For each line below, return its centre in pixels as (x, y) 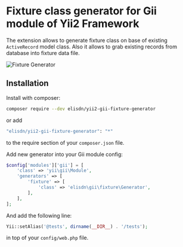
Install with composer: (33, 97)
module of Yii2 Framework (73, 24)
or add (14, 120)
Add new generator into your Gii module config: (65, 154)
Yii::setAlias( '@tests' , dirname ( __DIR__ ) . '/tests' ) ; (77, 226)
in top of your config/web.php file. (47, 238)
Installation (27, 83)
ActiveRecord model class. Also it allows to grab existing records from (92, 47)
